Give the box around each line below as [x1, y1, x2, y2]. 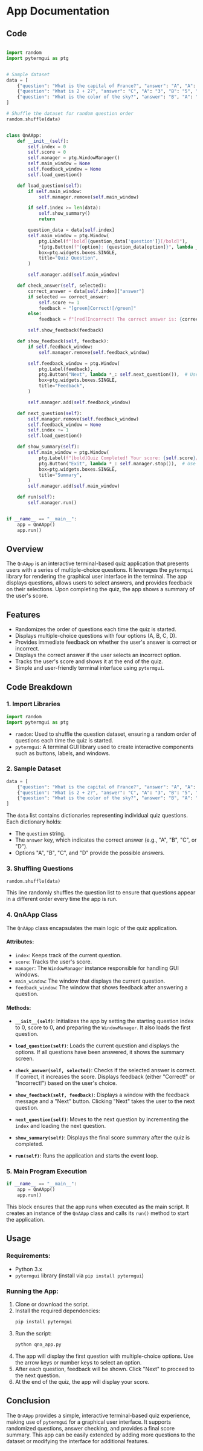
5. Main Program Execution [6, 1167, 88, 1176]
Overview [6, 543, 44, 554]
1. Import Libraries [6, 700, 60, 709]
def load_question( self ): [17, 183, 83, 189]
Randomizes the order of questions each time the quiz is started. [14, 626, 176, 633]
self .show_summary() [38, 211, 91, 217]
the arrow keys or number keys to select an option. [14, 1358, 142, 1366]
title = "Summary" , [38, 472, 83, 478]
